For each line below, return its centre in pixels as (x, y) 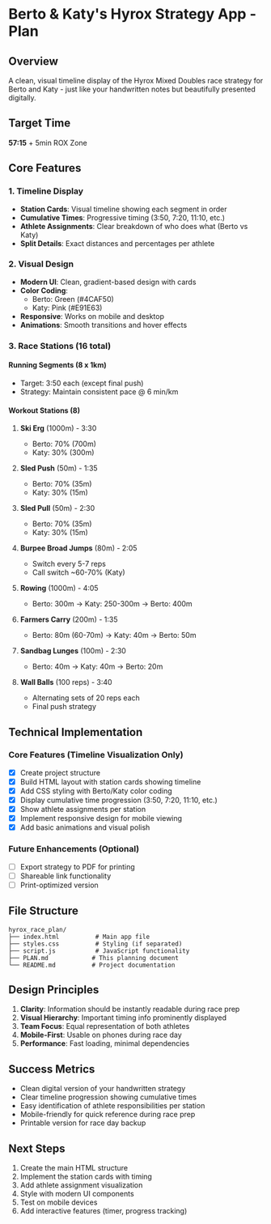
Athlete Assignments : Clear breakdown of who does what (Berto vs (134, 226)
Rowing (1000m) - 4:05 (59, 589)
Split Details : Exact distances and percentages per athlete (117, 243)
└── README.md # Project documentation (92, 965)
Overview (34, 61)
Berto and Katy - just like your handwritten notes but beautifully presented (132, 89)
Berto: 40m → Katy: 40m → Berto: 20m (97, 667)
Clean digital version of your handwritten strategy (103, 1089)
